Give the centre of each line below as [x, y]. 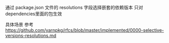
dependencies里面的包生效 [34, 14]
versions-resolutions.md [31, 35]
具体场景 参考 [19, 25]
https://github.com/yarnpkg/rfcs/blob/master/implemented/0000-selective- [85, 30]
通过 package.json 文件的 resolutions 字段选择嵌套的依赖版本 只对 [74, 7]
